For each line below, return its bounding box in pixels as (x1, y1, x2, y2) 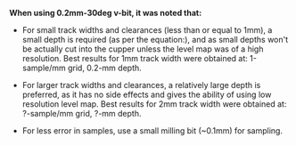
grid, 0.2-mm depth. (67, 62, 143, 73)
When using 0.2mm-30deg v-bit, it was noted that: (9, 8, 202, 18)
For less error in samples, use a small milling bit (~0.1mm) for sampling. (21, 125, 284, 136)
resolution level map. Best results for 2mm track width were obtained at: (21, 99, 287, 109)
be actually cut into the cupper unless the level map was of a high (21, 44, 264, 54)
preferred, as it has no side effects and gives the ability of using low (21, 89, 272, 100)
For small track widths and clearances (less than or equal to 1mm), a (21, 25, 273, 35)
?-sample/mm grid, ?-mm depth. (21, 109, 142, 118)
